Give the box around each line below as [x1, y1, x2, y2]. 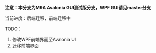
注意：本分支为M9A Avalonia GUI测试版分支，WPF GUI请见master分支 [5, 5, 151, 10]
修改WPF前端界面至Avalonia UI [12, 37, 76, 42]
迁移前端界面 [12, 43, 39, 49]
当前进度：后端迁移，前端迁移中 [5, 15, 71, 21]
